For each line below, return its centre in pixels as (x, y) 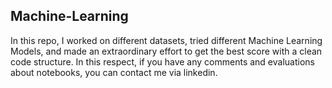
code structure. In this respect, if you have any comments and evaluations (162, 61)
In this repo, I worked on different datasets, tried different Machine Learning (166, 40)
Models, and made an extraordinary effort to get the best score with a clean (166, 51)
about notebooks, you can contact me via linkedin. (114, 72)
